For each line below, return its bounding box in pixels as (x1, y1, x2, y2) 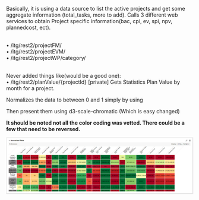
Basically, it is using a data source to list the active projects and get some (6, 5, 185, 12)
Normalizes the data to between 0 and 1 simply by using (6, 96, 144, 103)
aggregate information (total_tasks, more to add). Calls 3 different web (6, 11, 178, 18)
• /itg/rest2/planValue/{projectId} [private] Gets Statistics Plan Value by (6, 78, 180, 85)
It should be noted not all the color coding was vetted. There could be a (6, 119, 185, 126)
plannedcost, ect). (6, 24, 51, 31)
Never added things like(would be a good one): (6, 72, 121, 79)
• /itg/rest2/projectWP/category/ (6, 55, 86, 61)
